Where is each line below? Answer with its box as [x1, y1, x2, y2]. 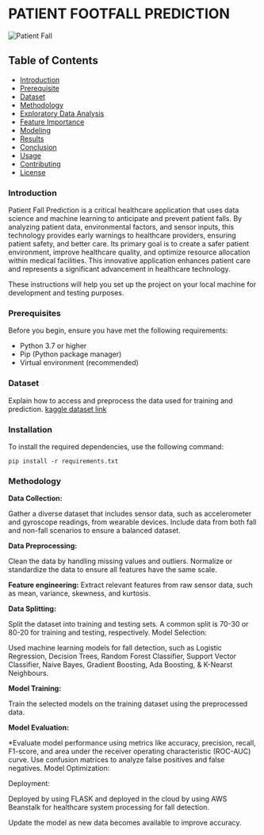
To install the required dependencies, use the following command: [8, 441, 224, 452]
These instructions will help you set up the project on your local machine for [8, 280, 256, 289]
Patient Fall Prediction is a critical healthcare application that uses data [8, 205, 239, 215]
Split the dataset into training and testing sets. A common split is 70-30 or [8, 620, 249, 629]
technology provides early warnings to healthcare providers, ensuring [8, 231, 236, 240]
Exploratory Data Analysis [19, 109, 105, 118]
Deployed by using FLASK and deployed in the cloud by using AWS [8, 794, 228, 804]
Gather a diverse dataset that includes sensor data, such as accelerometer [8, 509, 252, 519]
